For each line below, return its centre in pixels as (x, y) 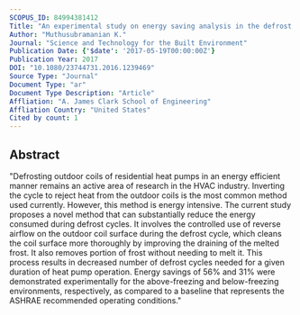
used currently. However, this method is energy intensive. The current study (150, 204)
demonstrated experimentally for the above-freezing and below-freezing (144, 281)
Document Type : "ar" (48, 85)
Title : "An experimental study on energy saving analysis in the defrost (151, 26)
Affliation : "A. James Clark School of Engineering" (110, 101)
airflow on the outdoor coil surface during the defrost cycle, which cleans (145, 233)
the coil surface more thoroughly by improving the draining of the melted (144, 243)
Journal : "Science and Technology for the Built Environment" (128, 43)
